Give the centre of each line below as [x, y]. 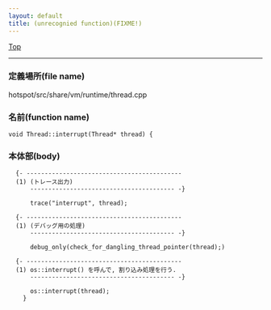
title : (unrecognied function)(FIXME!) [75, 23]
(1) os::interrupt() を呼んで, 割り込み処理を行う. [96, 270]
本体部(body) [34, 156]
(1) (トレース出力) [45, 182]
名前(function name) [49, 117]
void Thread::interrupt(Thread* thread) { [81, 134]
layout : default [35, 16]
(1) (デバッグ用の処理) [51, 226]
